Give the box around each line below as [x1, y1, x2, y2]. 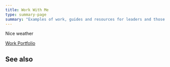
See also [5, 55, 33, 63]
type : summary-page [5, 12, 47, 17]
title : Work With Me [5, 7, 49, 13]
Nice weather [5, 31, 34, 37]
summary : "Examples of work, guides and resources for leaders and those [5, 17, 165, 22]
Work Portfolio [5, 40, 36, 46]
